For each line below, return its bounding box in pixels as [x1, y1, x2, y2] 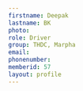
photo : [8, 26, 30, 34]
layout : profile [8, 70, 62, 78]
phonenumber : [8, 56, 51, 64]
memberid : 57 [8, 63, 51, 71]
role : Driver [8, 33, 51, 42]
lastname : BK [8, 19, 51, 27]
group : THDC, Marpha [8, 41, 77, 49]
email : [8, 48, 30, 56]
